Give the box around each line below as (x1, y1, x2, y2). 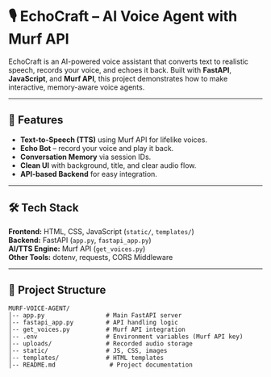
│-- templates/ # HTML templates (8, 354, 164, 362)
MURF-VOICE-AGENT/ (8, 304, 70, 312)
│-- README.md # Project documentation (8, 361, 194, 369)
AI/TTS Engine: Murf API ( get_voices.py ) (8, 244, 146, 253)
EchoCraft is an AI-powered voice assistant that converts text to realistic (8, 57, 248, 66)
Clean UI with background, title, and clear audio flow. (19, 160, 197, 170)
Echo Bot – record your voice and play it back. (19, 143, 174, 153)
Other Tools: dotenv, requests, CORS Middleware (8, 252, 173, 262)
